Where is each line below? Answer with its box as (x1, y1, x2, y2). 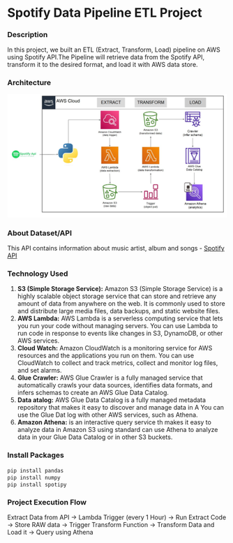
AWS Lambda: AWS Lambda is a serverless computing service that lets (17, 314, 223, 322)
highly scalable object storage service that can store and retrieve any (17, 292, 217, 301)
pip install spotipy (7, 481, 68, 488)
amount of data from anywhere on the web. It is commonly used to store (17, 299, 225, 308)
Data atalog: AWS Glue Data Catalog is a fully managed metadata (17, 396, 206, 404)
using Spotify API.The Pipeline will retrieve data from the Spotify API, (7, 53, 204, 61)
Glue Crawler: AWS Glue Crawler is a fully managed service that (17, 373, 204, 382)
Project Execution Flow (7, 497, 87, 507)
